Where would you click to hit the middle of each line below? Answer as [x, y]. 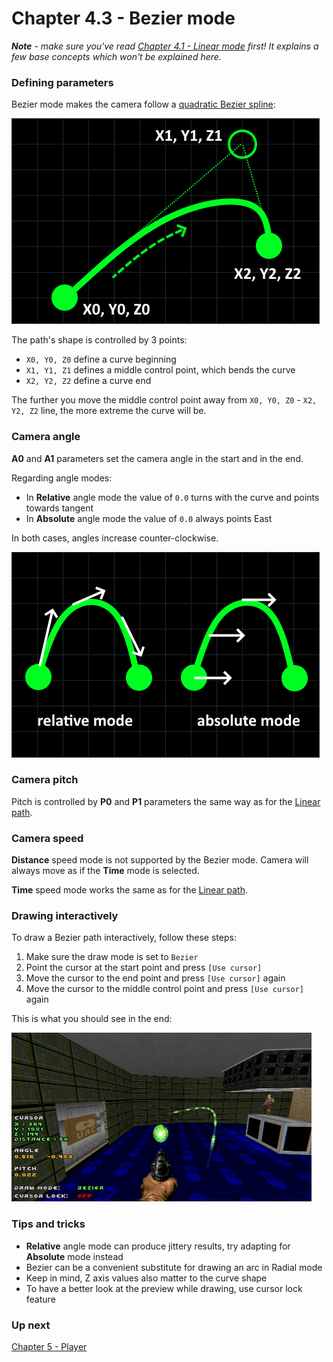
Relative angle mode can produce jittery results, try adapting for [158, 1246]
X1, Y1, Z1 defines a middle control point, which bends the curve [160, 370]
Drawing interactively [65, 916]
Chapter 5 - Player [49, 1347]
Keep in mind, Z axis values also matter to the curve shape [146, 1278]
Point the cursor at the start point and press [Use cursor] [144, 968]
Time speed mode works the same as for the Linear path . [129, 890]
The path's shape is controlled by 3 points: [99, 340]
